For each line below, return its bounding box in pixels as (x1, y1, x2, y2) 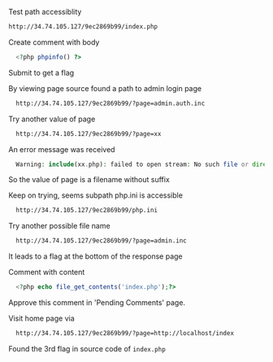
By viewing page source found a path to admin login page (8, 83, 201, 93)
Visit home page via (8, 313, 75, 323)
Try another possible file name (8, 221, 111, 231)
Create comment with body (8, 37, 100, 47)
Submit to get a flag (8, 68, 75, 77)
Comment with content (8, 268, 85, 277)
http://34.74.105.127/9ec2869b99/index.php (8, 23, 158, 31)
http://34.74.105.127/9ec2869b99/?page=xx (15, 129, 162, 137)
